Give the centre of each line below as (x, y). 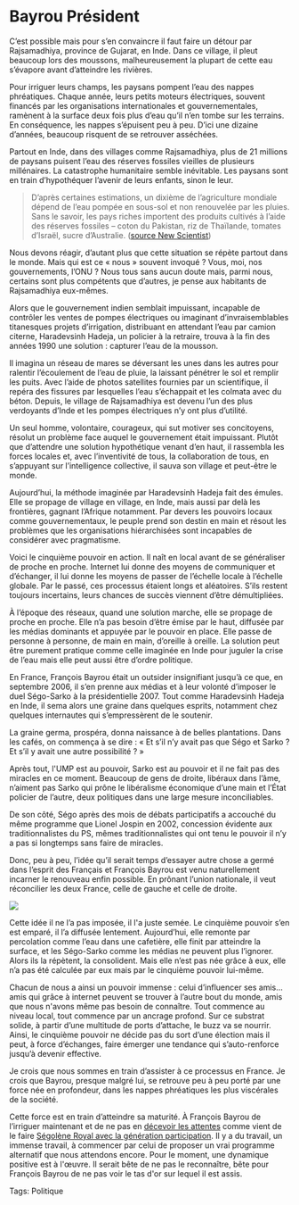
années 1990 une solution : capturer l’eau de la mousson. (114, 345)
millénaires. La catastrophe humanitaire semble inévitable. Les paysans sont (149, 170)
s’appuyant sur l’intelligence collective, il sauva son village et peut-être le (143, 465)
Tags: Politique (36, 1191)
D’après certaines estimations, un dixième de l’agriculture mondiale (154, 197)
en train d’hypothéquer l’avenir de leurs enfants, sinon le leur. (121, 179)
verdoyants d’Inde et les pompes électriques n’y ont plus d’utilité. (129, 410)
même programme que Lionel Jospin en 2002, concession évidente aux (141, 824)
